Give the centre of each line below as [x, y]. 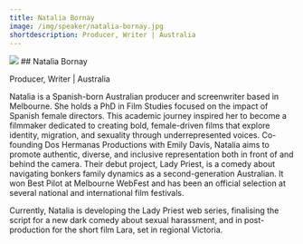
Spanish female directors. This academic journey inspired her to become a [148, 116]
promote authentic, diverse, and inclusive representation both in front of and [151, 154]
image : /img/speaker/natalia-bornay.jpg [87, 26]
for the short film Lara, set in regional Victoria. [137, 230]
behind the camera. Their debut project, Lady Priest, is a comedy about [142, 164]
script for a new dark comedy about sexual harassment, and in [126, 220]
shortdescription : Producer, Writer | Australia [103, 34]
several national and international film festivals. [97, 193]
